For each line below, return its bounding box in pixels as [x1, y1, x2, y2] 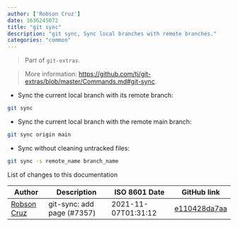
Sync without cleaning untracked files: [17, 144, 130, 152]
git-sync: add [48, 199, 94, 209]
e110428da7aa [174, 203, 227, 213]
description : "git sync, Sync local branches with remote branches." [7, 30, 217, 37]
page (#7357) [48, 208, 96, 218]
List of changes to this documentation [7, 170, 118, 179]
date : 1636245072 [7, 17, 59, 24]
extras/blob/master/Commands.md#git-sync [24, 77, 155, 86]
